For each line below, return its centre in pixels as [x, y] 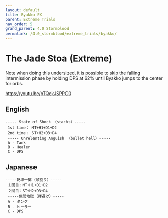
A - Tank [17, 143]
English [17, 110]
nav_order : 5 [19, 24]
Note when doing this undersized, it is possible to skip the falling [73, 73]
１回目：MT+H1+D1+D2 [28, 185]
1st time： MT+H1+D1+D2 [32, 128]
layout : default [22, 10]
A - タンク [18, 201]
